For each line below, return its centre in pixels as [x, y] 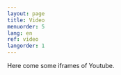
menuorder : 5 [26, 26]
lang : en [20, 33]
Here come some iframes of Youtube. [61, 66]
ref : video [23, 40]
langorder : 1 [26, 46]
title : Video [26, 20]
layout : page [26, 14]
